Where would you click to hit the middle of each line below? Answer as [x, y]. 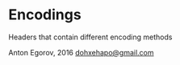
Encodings [45, 15]
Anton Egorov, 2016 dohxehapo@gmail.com [81, 52]
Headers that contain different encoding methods [90, 37]
